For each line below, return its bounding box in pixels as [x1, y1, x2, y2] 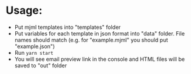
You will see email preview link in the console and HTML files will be [14, 55, 185, 63]
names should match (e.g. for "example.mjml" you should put [14, 36, 168, 43]
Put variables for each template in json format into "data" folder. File [14, 29, 185, 37]
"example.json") [14, 43, 55, 50]
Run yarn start [14, 49, 54, 56]
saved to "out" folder [14, 61, 68, 69]
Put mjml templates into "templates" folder [14, 23, 121, 31]
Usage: [5, 4, 43, 17]
